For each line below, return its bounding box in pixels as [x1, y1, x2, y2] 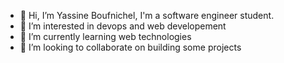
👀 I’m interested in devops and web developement [19, 20, 227, 32]
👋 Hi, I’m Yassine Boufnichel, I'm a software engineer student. [19, 10, 275, 21]
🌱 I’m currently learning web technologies [19, 31, 192, 42]
